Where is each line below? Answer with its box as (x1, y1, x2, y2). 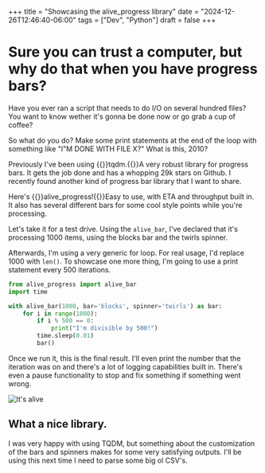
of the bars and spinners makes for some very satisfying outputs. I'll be (8, 447, 242, 456)
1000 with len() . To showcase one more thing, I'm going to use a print (8, 256, 239, 266)
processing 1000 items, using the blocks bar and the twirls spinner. (8, 233, 228, 242)
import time (8, 287, 48, 295)
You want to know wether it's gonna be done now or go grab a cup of (8, 111, 236, 121)
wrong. (8, 378, 32, 389)
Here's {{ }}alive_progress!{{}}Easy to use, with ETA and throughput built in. (8, 191, 255, 201)
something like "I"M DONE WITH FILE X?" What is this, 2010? (8, 143, 208, 154)
